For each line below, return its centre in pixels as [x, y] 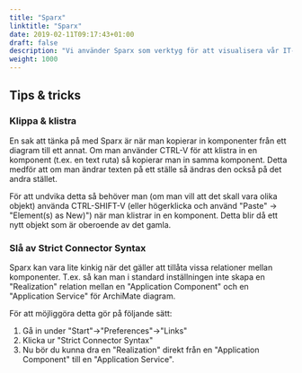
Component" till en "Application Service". [98, 359]
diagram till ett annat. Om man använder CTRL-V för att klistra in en [133, 150]
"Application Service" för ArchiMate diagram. [93, 296]
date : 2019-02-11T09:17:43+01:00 [72, 34]
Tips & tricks [45, 95]
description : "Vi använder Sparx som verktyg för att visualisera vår [144, 51]
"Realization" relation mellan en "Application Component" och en [129, 286]
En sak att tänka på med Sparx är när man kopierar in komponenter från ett [148, 141]
